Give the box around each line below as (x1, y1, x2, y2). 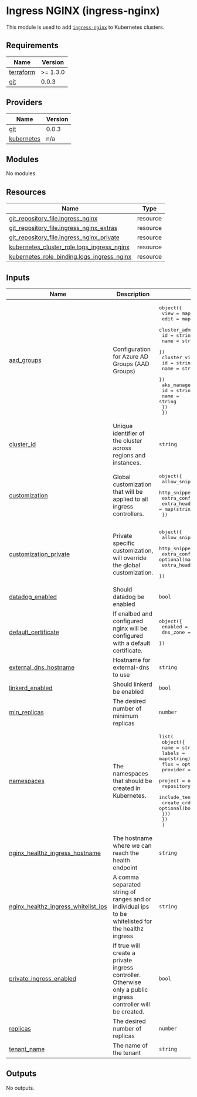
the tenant (113, 1049, 141, 1056)
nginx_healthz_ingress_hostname (9, 849, 101, 857)
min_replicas (9, 708, 44, 716)
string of (113, 888, 137, 896)
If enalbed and (113, 610, 152, 618)
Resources (6, 187, 46, 197)
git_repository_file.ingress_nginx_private (9, 233, 120, 242)
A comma (113, 873, 140, 881)
